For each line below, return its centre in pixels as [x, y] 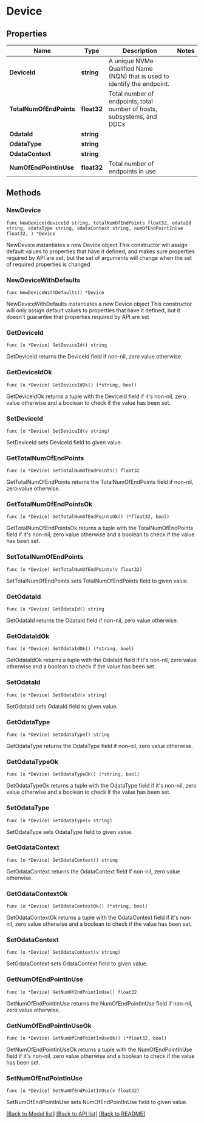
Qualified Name [131, 68]
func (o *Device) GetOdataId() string [55, 609]
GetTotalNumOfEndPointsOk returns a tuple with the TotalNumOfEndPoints [100, 528]
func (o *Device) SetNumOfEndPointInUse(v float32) [73, 1091]
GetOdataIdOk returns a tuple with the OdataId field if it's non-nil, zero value [102, 660]
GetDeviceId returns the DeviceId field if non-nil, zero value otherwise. [94, 357]
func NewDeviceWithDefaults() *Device [55, 292]
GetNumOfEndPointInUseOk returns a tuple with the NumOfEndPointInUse [99, 1050]
